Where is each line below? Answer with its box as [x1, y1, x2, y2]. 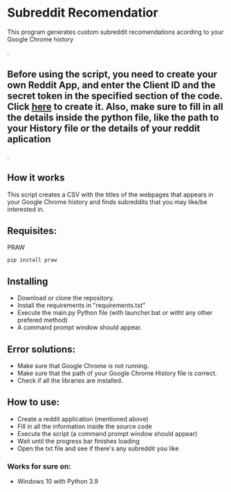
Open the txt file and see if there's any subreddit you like [17, 444, 179, 453]
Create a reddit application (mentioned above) [17, 414, 149, 423]
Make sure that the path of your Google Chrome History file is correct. [17, 369, 217, 377]
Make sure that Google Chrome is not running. [17, 362, 149, 370]
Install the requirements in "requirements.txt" [17, 301, 146, 309]
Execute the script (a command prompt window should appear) [17, 429, 198, 437]
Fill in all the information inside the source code [17, 422, 152, 430]
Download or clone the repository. [17, 294, 115, 302]
